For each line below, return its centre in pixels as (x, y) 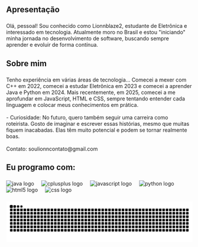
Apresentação (33, 10)
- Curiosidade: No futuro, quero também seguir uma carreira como (87, 117)
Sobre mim (27, 64)
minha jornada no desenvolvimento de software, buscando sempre (88, 38)
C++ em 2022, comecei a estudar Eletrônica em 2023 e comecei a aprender (99, 86)
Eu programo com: (41, 168)
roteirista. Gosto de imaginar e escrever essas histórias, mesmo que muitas (98, 123)
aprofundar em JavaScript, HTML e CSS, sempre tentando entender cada (95, 98)
